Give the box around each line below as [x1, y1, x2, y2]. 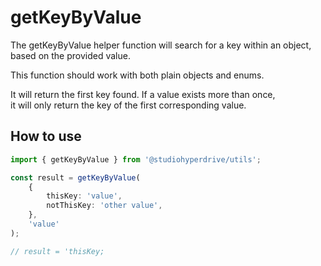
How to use [10, 128, 82, 145]
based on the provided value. [10, 49, 131, 61]
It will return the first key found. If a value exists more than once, [10, 88, 276, 100]
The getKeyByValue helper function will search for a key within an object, [10, 39, 312, 51]
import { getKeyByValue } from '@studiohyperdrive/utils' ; [10, 154, 262, 165]
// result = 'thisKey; [10, 246, 105, 256]
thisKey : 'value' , [46, 191, 123, 201]
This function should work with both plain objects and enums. [10, 69, 265, 81]
